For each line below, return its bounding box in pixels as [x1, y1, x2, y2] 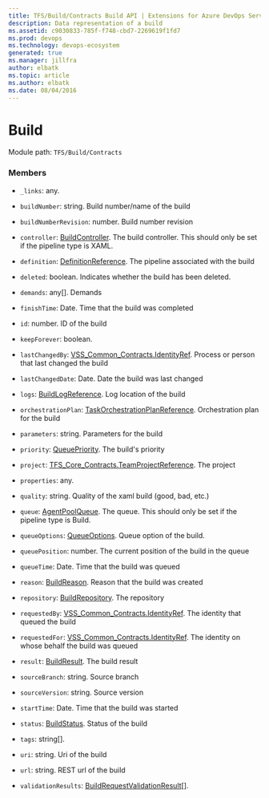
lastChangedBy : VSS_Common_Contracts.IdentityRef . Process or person [19, 350, 255, 359]
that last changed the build [19, 358, 109, 367]
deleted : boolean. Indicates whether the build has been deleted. [19, 272, 231, 282]
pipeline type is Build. [19, 515, 91, 525]
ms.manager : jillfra [8, 57, 78, 65]
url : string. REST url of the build [19, 765, 126, 775]
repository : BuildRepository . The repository [19, 593, 164, 602]
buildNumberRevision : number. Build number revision [19, 217, 194, 226]
